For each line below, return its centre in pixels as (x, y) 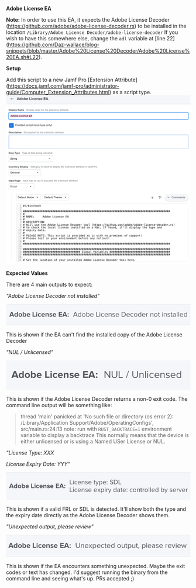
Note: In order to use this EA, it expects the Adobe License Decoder (88, 20)
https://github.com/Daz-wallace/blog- (54, 44)
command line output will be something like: (59, 405)
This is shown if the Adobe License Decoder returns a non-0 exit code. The (97, 399)
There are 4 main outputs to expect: (49, 285)
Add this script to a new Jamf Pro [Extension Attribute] (72, 80)
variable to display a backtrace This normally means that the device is (104, 435)
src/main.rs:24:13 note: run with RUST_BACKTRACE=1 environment (96, 429)
